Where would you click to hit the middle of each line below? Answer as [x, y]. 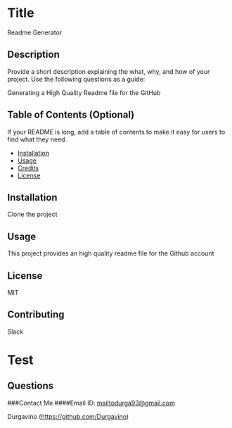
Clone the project [32, 214]
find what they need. [37, 139]
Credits [28, 168]
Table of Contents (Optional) [71, 115]
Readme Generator [35, 32]
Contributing [36, 315]
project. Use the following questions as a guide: [76, 79]
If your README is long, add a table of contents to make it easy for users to [116, 132]
